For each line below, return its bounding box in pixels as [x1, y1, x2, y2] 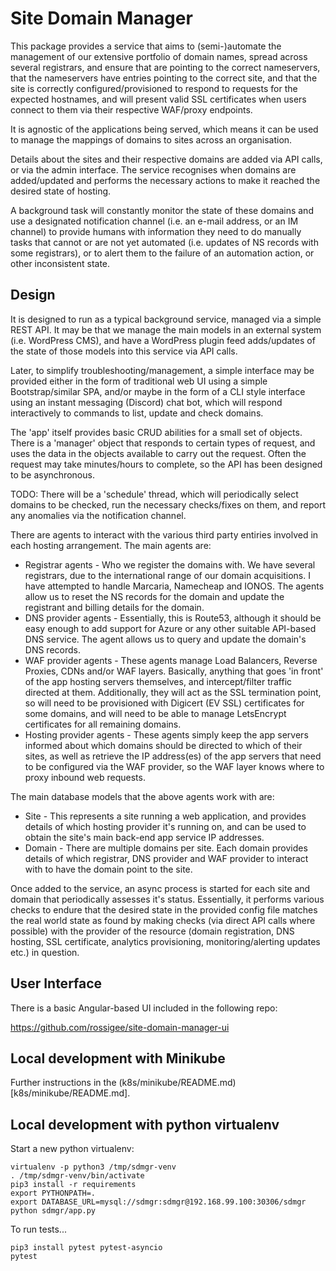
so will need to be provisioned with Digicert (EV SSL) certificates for [24, 697, 305, 709]
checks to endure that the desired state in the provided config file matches [10, 903, 318, 916]
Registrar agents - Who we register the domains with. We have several [24, 558, 316, 571]
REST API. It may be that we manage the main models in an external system [10, 323, 322, 336]
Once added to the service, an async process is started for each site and [10, 882, 311, 894]
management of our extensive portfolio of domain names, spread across [10, 50, 308, 62]
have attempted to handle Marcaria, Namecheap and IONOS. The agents [24, 580, 325, 592]
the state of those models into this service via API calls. [10, 345, 238, 357]
